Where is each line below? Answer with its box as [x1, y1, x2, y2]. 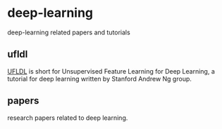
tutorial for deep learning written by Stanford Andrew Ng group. [7, 74, 192, 83]
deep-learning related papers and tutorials [7, 28, 130, 36]
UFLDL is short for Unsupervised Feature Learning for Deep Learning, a [7, 67, 215, 75]
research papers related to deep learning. [7, 114, 128, 122]
